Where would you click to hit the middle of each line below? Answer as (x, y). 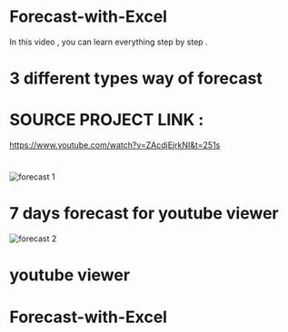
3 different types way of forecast (136, 78)
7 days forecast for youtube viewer (144, 214)
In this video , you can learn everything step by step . (109, 42)
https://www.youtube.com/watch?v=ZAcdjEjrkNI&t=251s (115, 145)
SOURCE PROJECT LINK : (107, 120)
